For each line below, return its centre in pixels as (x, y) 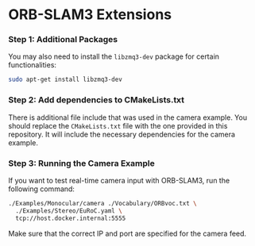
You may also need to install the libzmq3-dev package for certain (114, 56)
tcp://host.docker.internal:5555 (71, 218)
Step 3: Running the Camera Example (81, 163)
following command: (42, 189)
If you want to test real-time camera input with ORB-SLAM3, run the (119, 180)
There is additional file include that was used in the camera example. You (128, 117)
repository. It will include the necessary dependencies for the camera (122, 134)
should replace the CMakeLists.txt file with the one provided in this (118, 125)
